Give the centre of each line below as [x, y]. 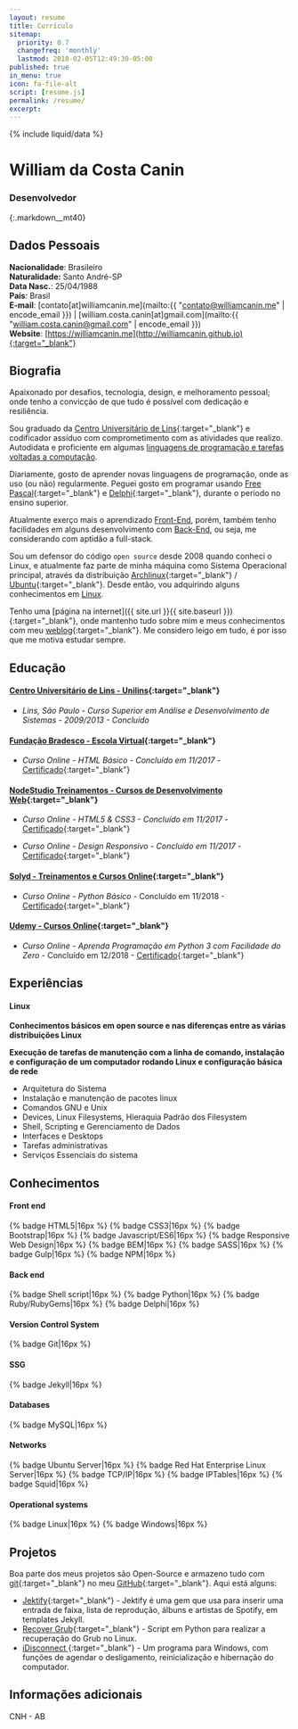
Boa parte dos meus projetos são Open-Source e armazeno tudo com [137, 1573]
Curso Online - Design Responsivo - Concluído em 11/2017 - [132, 846]
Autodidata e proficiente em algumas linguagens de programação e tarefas [147, 448]
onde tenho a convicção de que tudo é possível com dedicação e [129, 401]
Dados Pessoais [55, 246]
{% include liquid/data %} [56, 134]
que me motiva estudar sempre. [68, 640]
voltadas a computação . [53, 457]
